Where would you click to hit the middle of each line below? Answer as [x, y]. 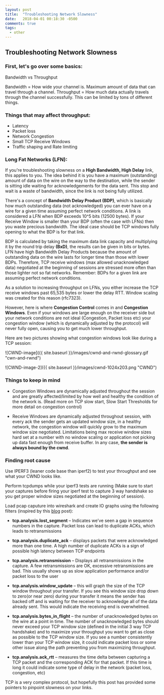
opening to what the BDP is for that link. [45, 232]
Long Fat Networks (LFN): [36, 159]
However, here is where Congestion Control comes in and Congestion [77, 307]
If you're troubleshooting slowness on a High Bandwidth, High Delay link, [79, 170]
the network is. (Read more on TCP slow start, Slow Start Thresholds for [85, 401]
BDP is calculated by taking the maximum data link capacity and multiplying [81, 242]
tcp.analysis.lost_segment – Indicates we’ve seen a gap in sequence [82, 520]
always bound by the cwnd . [41, 448]
